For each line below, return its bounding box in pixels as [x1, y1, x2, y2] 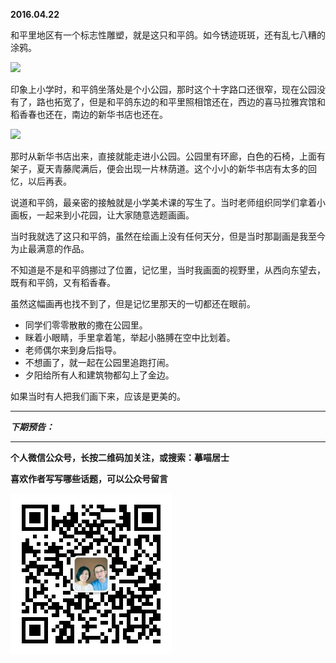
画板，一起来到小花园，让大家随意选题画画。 [10, 209, 195, 221]
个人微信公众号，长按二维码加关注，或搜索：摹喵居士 [10, 452, 230, 463]
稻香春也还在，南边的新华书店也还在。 [10, 109, 168, 120]
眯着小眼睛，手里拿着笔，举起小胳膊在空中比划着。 [24, 332, 236, 343]
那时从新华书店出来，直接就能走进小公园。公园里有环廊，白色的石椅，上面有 [10, 150, 326, 162]
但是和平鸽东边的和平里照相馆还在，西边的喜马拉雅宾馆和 [88, 96, 326, 108]
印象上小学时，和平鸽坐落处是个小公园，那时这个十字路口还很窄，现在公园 [10, 84, 317, 95]
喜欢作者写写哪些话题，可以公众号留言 [10, 473, 168, 484]
